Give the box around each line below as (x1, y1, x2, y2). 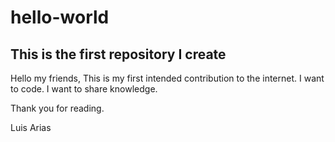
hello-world (10, 6, 110, 29)
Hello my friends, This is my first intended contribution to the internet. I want (10, 72, 325, 84)
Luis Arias (10, 122, 52, 133)
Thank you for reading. (10, 102, 105, 114)
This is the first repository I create (10, 46, 227, 63)
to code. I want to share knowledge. (10, 83, 158, 95)
